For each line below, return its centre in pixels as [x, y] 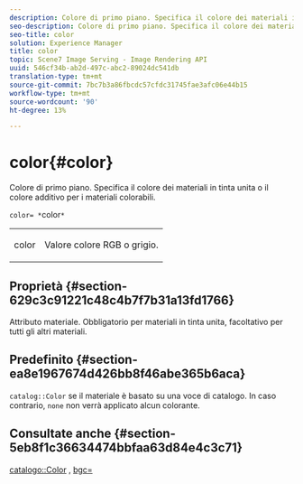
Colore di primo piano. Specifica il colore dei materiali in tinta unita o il [139, 188]
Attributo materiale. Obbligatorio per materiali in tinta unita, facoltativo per [146, 322]
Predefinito [41, 360]
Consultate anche [60, 434]
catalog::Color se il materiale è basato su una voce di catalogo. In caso [143, 396]
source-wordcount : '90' [54, 102]
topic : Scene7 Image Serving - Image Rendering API [108, 60]
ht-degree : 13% [38, 110]
